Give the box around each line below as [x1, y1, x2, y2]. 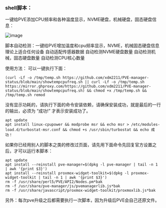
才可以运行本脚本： [13, 148, 53, 154]
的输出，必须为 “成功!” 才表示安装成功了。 [5, 108, 91, 114]
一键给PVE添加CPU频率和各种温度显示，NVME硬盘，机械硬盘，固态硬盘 [5, 16, 152, 23]
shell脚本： [5, 4, 33, 11]
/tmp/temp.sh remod [5, 93, 45, 98]
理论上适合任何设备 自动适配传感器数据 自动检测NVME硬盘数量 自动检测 [5, 49, 152, 55]
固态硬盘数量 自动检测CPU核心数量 [13, 55, 85, 61]
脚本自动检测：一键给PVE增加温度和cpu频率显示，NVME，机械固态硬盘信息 [5, 43, 160, 49]
